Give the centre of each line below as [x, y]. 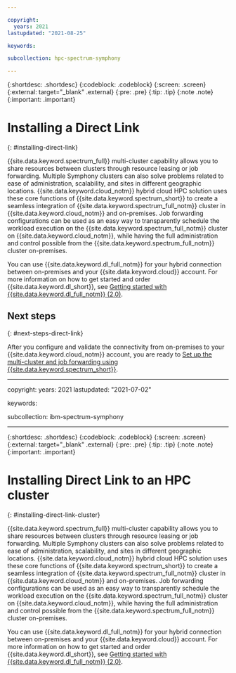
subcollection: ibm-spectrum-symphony [66, 416]
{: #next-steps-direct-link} [45, 333]
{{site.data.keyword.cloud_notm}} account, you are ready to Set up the [110, 354]
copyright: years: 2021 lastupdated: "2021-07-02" [79, 389]
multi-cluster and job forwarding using [63, 361]
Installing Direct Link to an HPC [99, 481]
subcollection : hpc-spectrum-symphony [64, 58]
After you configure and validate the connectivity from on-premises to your [116, 347]
